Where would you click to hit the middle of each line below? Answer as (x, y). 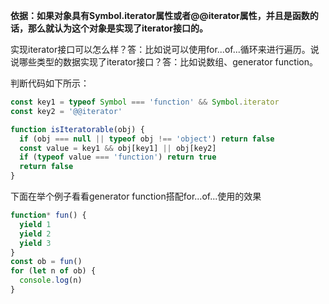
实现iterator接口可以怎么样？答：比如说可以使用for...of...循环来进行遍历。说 (165, 49)
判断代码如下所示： (50, 83)
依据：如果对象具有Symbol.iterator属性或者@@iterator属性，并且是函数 (160, 15)
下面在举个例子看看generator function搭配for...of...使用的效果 (136, 196)
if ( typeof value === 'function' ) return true (118, 157)
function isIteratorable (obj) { (77, 129)
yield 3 (35, 243)
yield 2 (35, 234)
